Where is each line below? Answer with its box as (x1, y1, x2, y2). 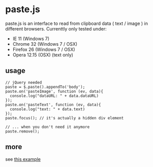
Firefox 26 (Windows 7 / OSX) (12, 46, 75, 52)
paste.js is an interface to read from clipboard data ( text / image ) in (5, 20, 148, 26)
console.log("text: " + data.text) (10, 107, 85, 112)
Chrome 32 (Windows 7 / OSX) (12, 41, 78, 47)
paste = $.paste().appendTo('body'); (5, 84, 85, 89)
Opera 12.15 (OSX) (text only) (12, 52, 74, 58)
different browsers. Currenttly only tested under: (5, 25, 107, 31)
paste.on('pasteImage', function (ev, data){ (5, 89, 103, 94)
